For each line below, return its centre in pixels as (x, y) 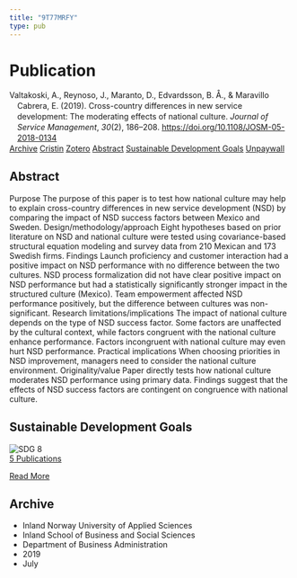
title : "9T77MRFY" (44, 18)
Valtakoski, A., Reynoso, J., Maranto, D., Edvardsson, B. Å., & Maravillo (139, 95)
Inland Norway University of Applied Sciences (107, 526)
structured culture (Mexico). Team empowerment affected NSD (126, 294)
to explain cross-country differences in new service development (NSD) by (148, 208)
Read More (30, 476)
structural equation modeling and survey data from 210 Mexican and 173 (143, 246)
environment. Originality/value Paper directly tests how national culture (140, 370)
